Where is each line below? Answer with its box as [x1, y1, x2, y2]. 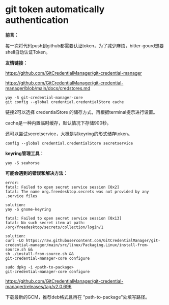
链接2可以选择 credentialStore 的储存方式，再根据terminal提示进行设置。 [5, 109, 158, 115]
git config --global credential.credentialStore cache [5, 99, 124, 105]
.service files [5, 193, 38, 199]
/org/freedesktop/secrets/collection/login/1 [5, 225, 103, 230]
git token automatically [5, 4, 105, 15]
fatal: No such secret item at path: [5, 220, 86, 225]
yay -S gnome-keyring [5, 207, 51, 212]
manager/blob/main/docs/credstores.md [5, 85, 91, 91]
